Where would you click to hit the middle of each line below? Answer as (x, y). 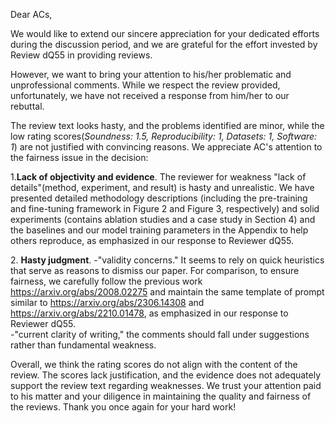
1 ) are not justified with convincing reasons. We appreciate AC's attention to (166, 147)
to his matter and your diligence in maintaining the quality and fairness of (161, 396)
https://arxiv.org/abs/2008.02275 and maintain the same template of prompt (167, 292)
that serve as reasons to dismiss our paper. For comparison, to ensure (155, 270)
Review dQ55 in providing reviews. (81, 55)
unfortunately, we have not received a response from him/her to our (150, 95)
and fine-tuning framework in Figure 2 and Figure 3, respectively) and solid (165, 208)
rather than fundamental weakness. (83, 345)
